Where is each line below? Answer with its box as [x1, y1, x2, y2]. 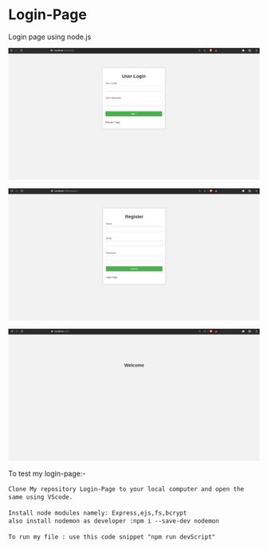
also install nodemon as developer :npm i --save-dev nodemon [8, 517, 219, 525]
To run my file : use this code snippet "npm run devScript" [8, 533, 216, 541]
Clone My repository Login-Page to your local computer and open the [8, 485, 245, 493]
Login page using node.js [8, 32, 92, 41]
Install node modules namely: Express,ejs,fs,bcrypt [8, 509, 187, 517]
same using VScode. [8, 493, 73, 501]
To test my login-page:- [8, 469, 86, 479]
